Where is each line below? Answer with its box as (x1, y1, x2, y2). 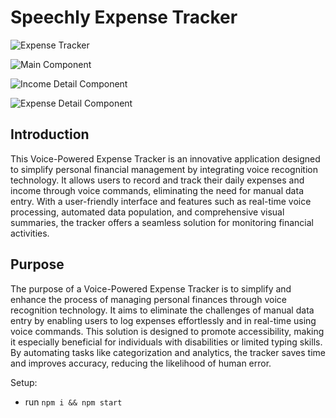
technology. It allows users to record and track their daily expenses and (10, 174, 305, 186)
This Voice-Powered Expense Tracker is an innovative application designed (10, 152, 321, 165)
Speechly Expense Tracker (10, 6, 238, 29)
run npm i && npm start (24, 396, 123, 408)
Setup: (10, 376, 38, 388)
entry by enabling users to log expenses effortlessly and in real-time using (10, 314, 317, 326)
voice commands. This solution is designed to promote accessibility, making (10, 325, 325, 337)
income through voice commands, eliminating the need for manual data (10, 184, 304, 196)
